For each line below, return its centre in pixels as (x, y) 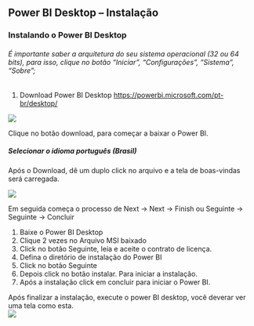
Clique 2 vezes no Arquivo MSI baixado (83, 241)
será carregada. (34, 179)
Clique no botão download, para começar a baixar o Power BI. (109, 133)
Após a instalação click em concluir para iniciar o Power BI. (115, 282)
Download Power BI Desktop (65, 95)
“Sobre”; (22, 71)
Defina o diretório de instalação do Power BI (91, 257)
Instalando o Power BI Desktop (67, 35)
